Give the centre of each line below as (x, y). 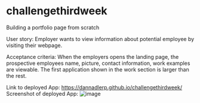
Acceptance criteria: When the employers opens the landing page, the (93, 57)
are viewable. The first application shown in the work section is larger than (98, 69)
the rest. (16, 76)
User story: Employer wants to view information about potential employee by (100, 39)
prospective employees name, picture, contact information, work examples (98, 63)
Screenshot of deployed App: (42, 93)
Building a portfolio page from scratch (53, 27)
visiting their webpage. (34, 45)
